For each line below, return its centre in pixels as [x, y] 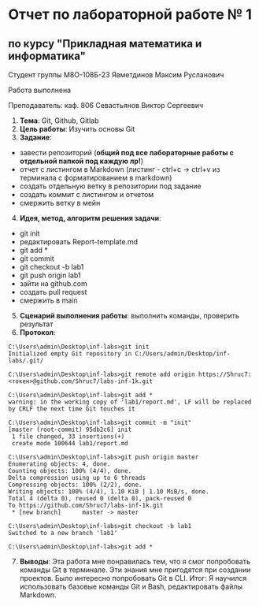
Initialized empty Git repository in [70, 354]
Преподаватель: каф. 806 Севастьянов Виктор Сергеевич [106, 105]
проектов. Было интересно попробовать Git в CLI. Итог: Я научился [133, 578]
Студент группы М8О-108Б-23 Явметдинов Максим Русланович [116, 75]
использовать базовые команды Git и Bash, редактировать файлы [131, 586]
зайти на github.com [54, 284]
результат [36, 324]
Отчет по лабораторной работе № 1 [130, 15]
